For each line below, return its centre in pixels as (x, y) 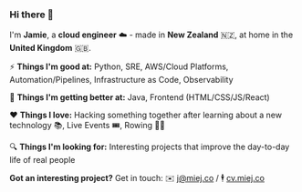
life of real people (42, 160)
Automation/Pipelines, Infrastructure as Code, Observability (122, 80)
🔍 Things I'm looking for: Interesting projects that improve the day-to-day (150, 147)
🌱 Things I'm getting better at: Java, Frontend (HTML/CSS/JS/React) (140, 97)
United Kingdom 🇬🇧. (50, 48)
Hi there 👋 (32, 15)
